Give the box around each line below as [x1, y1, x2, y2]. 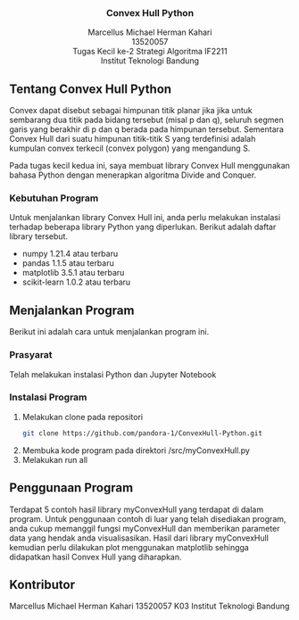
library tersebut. [9, 231, 69, 242]
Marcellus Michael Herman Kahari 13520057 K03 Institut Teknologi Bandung [9, 600, 290, 612]
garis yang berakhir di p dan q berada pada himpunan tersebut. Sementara [9, 124, 284, 135]
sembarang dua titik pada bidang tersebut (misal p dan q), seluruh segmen [9, 114, 284, 126]
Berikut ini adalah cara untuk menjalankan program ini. [9, 327, 210, 337]
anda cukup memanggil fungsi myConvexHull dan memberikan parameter [9, 523, 280, 533]
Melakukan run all [21, 454, 87, 465]
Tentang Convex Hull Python [9, 81, 172, 96]
